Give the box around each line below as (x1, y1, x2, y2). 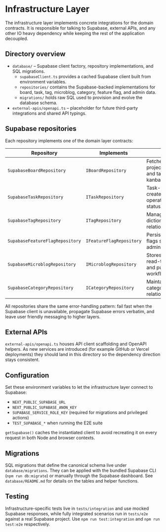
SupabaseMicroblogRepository (7, 261, 76, 267)
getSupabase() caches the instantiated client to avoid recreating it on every (5, 430, 157, 436)
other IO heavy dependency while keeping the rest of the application (5, 30, 145, 36)
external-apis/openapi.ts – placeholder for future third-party (12, 105, 138, 111)
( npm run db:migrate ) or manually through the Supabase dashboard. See (5, 473, 153, 479)
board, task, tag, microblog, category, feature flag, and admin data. (19, 89, 157, 95)
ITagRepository (85, 217, 122, 223)
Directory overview (5, 50, 66, 58)
